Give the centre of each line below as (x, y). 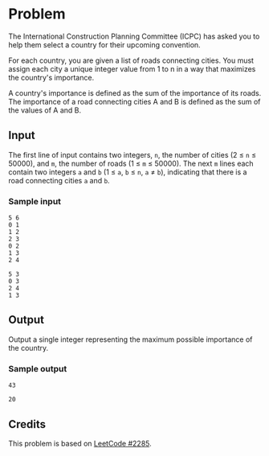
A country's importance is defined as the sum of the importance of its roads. (135, 92)
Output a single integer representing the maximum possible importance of (130, 339)
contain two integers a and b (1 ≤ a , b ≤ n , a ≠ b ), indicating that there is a (128, 172)
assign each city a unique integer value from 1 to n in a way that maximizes (132, 68)
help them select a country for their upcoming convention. (104, 44)
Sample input (35, 201)
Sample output (38, 368)
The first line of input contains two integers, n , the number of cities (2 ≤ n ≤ (132, 154)
